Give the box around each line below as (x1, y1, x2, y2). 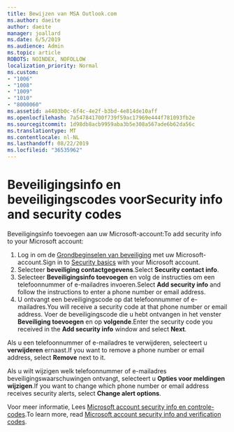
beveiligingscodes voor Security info (7, 192, 224, 208)
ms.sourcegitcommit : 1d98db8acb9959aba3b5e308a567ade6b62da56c (7, 120, 196, 128)
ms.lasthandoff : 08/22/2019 (7, 141, 89, 147)
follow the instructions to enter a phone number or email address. (17, 287, 206, 296)
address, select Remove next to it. (7, 353, 106, 361)
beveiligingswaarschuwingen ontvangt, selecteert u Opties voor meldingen (7, 374, 226, 382)
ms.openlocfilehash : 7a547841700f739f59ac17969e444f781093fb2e (7, 114, 196, 121)
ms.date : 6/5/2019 (7, 36, 61, 43)
